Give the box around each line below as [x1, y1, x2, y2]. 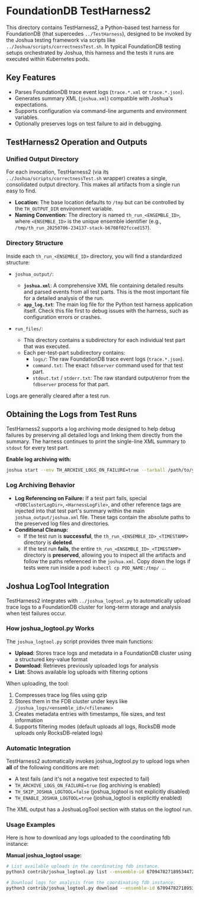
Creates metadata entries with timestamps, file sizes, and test [14, 710, 166, 717]
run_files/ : [14, 325, 43, 332]
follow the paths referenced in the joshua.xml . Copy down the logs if [23, 557, 191, 565]
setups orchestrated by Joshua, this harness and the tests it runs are [6, 49, 174, 56]
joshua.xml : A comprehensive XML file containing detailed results [23, 282, 184, 289]
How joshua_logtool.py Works [6, 624, 95, 633]
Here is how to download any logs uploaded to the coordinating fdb [6, 834, 171, 841]
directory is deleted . [23, 539, 74, 546]
